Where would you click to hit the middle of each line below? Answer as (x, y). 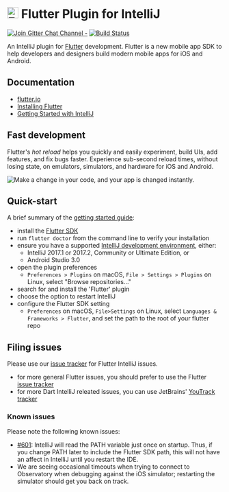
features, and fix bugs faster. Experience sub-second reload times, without (112, 159)
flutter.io (29, 99)
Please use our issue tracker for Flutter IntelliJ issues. (83, 364)
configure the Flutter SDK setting (63, 304)
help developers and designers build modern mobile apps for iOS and (105, 54)
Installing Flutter (40, 106)
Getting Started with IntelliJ (55, 113)
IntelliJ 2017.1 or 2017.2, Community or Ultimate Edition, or (108, 253)
